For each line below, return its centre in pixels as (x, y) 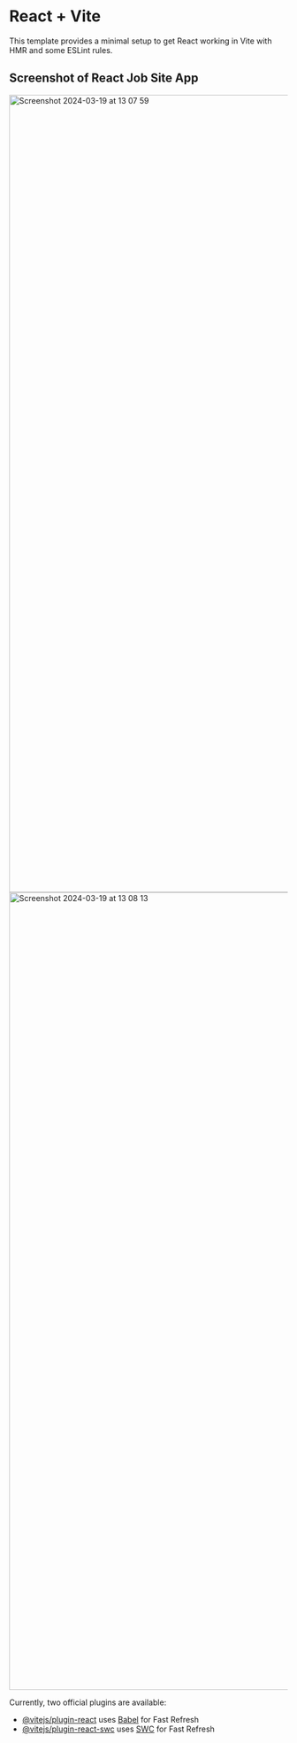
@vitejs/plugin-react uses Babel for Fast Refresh (110, 1719)
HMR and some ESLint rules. (61, 50)
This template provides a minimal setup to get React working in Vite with (141, 41)
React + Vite (55, 16)
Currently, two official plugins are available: (88, 1702)
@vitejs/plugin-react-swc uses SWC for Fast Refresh (118, 1729)
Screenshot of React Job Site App (104, 78)
